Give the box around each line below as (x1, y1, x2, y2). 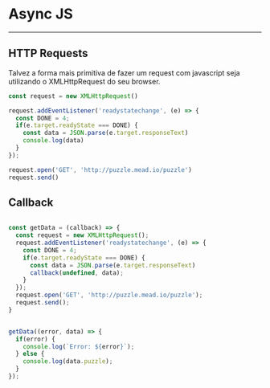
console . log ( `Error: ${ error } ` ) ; (22, 342, 135, 350)
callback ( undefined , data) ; (29, 268, 125, 277)
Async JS (8, 5, 74, 23)
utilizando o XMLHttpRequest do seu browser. (8, 76, 161, 86)
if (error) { (15, 335, 56, 343)
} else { (15, 350, 45, 358)
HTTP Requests (8, 47, 88, 60)
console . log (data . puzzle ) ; (22, 357, 113, 366)
